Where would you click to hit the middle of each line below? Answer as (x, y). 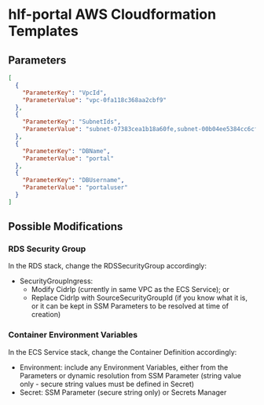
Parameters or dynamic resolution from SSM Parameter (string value (130, 375)
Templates (43, 31)
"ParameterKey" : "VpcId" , (65, 93)
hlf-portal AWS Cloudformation (112, 15)
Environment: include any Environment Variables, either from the (124, 367)
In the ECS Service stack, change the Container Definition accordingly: (123, 352)
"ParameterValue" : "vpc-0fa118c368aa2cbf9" (95, 100)
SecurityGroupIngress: (56, 281)
